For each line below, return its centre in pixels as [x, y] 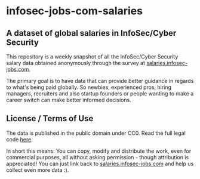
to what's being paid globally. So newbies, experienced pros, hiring [89, 87]
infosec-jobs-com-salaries [75, 11]
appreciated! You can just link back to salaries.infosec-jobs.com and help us [100, 163]
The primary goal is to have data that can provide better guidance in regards [100, 81]
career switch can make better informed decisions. [69, 100]
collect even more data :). [38, 170]
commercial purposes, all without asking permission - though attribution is [98, 157]
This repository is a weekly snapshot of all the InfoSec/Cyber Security [92, 57]
